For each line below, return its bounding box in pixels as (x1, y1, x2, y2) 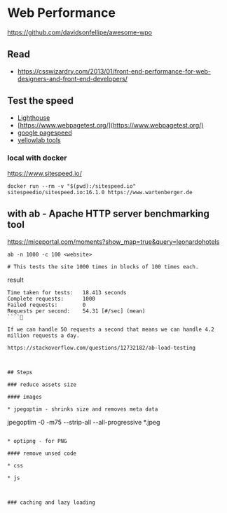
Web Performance (7, 5, 116, 21)
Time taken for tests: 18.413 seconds (7, 289, 128, 296)
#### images (7, 393, 42, 400)
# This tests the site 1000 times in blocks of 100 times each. (7, 263, 199, 271)
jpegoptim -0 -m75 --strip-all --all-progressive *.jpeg (7, 418, 160, 426)
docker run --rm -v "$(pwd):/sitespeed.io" (7, 182, 137, 190)
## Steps (7, 369, 33, 376)
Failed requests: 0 (7, 301, 86, 308)
